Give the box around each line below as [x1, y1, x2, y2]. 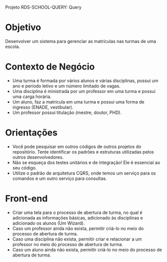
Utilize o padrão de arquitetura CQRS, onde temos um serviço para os [12, 170, 156, 176]
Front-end [5, 193, 48, 204]
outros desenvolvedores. [12, 154, 64, 160]
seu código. [12, 164, 37, 170]
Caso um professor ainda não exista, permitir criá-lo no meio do [12, 225, 144, 231]
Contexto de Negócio [5, 61, 95, 72]
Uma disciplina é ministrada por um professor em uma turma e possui [12, 88, 156, 94]
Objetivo [5, 22, 41, 33]
